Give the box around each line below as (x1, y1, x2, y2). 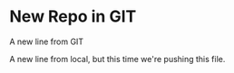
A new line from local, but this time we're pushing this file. (9, 53, 226, 64)
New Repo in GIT (9, 6, 137, 27)
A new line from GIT (9, 36, 84, 47)
